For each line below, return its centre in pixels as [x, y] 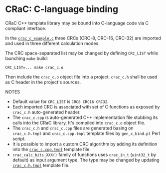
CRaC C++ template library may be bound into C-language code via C [77, 23]
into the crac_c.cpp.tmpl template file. [51, 149]
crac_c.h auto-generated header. [46, 112]
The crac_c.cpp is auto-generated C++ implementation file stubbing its [85, 117]
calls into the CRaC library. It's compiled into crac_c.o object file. [79, 122]
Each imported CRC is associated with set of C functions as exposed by [86, 106]
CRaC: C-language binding [62, 9]
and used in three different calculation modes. [52, 43]
